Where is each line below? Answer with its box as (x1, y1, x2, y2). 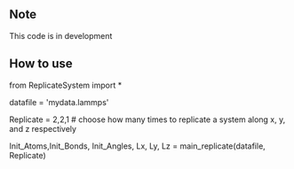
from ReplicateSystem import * (9, 80, 123, 90)
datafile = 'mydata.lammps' (9, 96, 109, 107)
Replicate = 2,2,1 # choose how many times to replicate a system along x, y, (9, 114, 286, 125)
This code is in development (9, 30, 113, 41)
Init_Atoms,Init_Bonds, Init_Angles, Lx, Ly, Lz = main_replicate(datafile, (9, 141, 266, 151)
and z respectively (9, 123, 77, 134)
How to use (9, 57, 73, 72)
